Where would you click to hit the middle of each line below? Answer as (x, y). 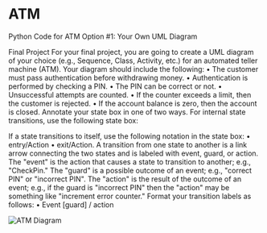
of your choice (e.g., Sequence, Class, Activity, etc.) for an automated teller (133, 60)
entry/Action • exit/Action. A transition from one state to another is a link (128, 144)
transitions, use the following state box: (73, 120)
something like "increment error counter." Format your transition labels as (130, 196)
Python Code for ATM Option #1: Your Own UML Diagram (103, 36)
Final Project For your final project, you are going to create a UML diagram (131, 52)
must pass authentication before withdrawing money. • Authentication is (128, 77)
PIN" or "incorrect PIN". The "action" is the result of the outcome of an (125, 179)
